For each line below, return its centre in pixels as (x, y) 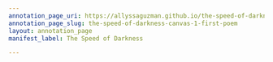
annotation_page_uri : (45, 16)
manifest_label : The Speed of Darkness (76, 38)
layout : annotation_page (50, 31)
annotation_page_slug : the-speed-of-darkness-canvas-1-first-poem (123, 23)
